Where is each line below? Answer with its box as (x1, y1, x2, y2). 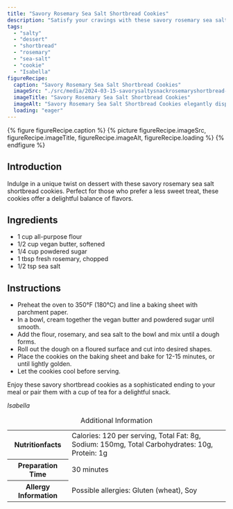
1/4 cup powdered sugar (17, 247, 88, 256)
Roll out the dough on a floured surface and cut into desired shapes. (17, 345, 213, 353)
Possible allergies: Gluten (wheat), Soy (71, 485, 198, 495)
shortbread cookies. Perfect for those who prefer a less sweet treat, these (7, 187, 219, 195)
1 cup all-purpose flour (17, 233, 83, 241)
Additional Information (80, 416, 153, 426)
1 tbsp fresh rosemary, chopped (17, 255, 109, 263)
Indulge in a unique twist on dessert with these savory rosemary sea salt (7, 179, 214, 187)
